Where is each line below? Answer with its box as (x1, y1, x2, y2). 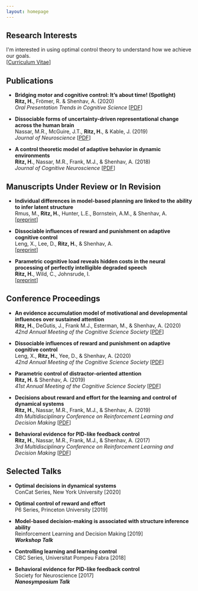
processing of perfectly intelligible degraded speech (14, 264, 147, 272)
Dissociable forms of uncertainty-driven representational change (14, 116, 179, 123)
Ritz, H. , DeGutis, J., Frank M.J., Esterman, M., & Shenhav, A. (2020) (14, 322, 181, 329)
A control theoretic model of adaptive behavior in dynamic (14, 146, 161, 153)
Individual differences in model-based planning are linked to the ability (14, 197, 192, 204)
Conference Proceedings (6, 293, 100, 304)
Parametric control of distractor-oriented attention (14, 370, 142, 377)
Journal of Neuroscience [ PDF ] (14, 134, 91, 142)
